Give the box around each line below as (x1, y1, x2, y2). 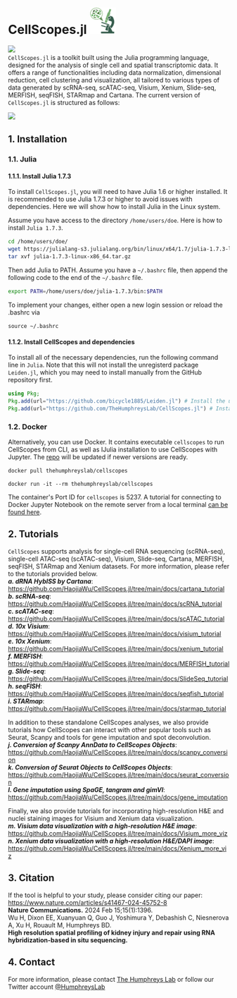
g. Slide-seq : (8, 667, 46, 675)
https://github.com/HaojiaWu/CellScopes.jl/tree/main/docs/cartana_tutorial (8, 584, 225, 592)
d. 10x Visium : (8, 621, 50, 631)
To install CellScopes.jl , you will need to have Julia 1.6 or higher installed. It (8, 188, 228, 196)
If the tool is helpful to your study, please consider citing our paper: (8, 891, 203, 899)
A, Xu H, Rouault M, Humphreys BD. (8, 920, 112, 929)
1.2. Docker (8, 422, 48, 432)
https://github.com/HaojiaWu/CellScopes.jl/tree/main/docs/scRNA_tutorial (8, 600, 222, 608)
